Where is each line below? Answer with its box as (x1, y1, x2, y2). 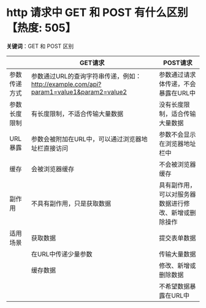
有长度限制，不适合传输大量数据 (31, 109, 124, 118)
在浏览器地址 (159, 139, 196, 148)
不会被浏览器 (159, 160, 196, 169)
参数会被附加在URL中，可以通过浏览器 (31, 134, 142, 143)
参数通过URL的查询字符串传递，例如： (31, 72, 142, 80)
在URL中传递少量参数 (31, 250, 93, 258)
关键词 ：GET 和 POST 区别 (6, 42, 74, 50)
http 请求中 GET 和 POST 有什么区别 (6, 6, 188, 20)
